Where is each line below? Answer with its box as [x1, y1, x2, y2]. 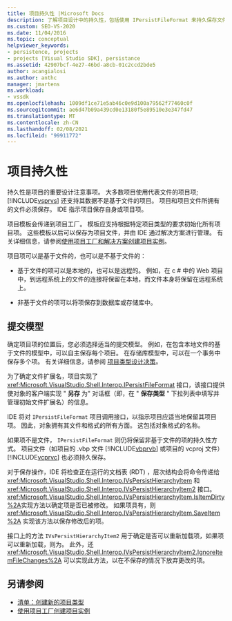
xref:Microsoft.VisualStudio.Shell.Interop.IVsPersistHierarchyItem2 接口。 [7, 485, 216, 493]
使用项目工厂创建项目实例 [17, 607, 90, 615]
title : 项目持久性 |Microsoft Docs [7, 10, 105, 17]
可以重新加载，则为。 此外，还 [7, 540, 94, 549]
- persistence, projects [7, 49, 79, 56]
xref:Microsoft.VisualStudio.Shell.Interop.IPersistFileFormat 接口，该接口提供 [7, 381, 225, 388]
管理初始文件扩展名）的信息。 [7, 398, 92, 406]
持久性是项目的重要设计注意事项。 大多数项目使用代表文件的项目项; [7, 188, 199, 197]
